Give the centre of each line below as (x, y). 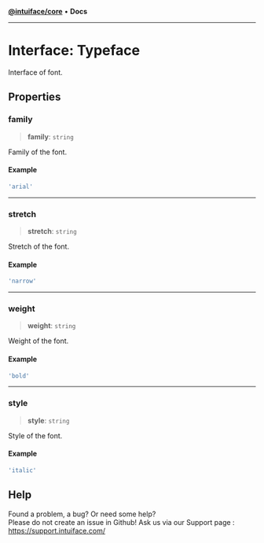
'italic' (22, 470)
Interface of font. (35, 72)
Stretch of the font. (38, 246)
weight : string (51, 326)
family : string (51, 136)
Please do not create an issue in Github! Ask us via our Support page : (121, 522)
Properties (35, 97)
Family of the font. (38, 152)
